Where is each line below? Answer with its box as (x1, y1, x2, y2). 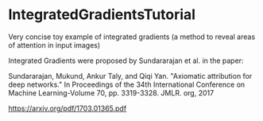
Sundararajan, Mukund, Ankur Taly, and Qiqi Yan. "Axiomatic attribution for (8, 71, 253, 80)
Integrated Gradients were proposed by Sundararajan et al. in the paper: (8, 56, 244, 65)
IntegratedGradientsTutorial (8, 6, 196, 24)
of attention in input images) (8, 40, 101, 49)
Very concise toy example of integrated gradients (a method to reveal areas (8, 32, 256, 41)
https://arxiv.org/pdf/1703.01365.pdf (8, 103, 127, 113)
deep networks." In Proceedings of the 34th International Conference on (8, 80, 246, 89)
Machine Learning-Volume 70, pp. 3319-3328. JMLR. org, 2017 (8, 88, 215, 97)
